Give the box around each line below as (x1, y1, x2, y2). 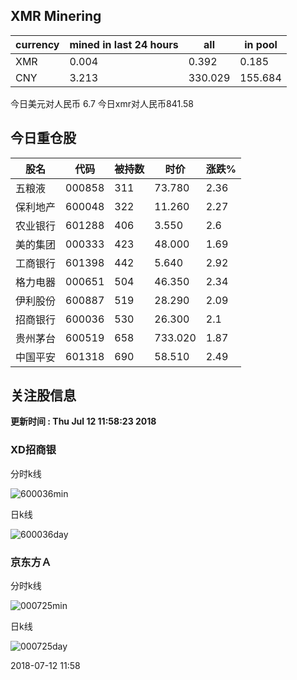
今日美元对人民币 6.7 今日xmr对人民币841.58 (10, 97, 194, 109)
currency (15, 37, 60, 51)
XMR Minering (10, 8, 102, 25)
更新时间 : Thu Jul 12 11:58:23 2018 (10, 415, 157, 428)
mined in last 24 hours (69, 37, 179, 51)
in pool (244, 37, 278, 51)
